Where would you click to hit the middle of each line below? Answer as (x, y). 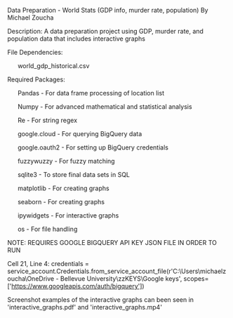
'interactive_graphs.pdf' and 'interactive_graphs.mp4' (85, 307)
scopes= (196, 279)
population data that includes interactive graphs (76, 39)
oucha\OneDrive (31, 279)
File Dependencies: (35, 52)
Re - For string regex (47, 120)
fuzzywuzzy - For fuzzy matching (66, 161)
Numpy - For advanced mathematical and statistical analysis (105, 107)
